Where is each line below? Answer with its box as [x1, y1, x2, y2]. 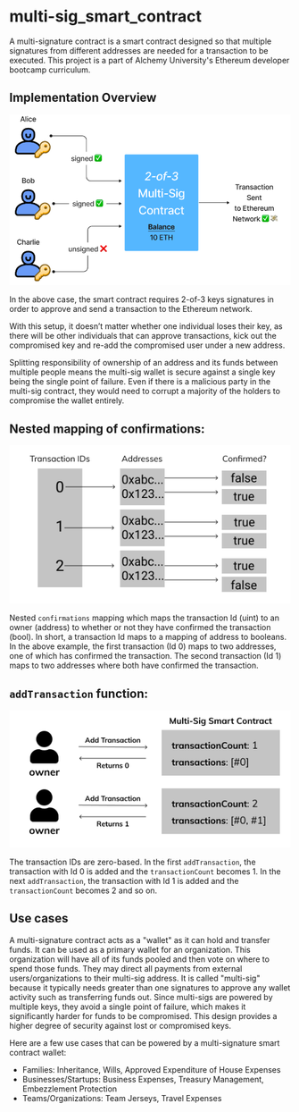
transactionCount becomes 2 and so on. [9, 885, 158, 896]
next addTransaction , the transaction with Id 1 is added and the [9, 875, 239, 886]
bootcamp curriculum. [9, 64, 91, 75]
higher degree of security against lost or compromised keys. [9, 1020, 232, 1031]
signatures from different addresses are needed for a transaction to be [9, 45, 270, 55]
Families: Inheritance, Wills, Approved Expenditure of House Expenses [21, 1064, 281, 1074]
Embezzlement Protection [21, 1083, 118, 1094]
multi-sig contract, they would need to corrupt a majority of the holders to [9, 386, 281, 397]
